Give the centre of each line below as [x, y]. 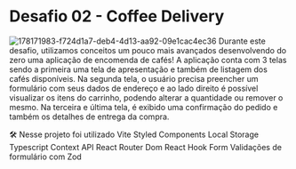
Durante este [242, 41]
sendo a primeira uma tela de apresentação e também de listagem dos [139, 69]
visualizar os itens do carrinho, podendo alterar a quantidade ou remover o [146, 97]
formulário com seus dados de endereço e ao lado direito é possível [134, 88]
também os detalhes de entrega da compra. [89, 117]
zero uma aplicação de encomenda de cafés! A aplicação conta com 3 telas [148, 60]
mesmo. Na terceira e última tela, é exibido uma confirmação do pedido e [144, 107]
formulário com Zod [45, 157]
